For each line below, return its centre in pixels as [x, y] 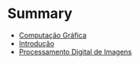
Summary [40, 14]
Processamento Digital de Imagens [75, 52]
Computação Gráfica [53, 35]
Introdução [37, 43]
